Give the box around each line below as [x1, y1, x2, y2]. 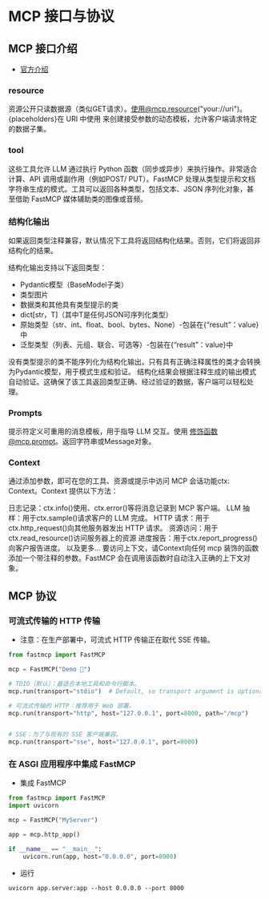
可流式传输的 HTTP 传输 [8, 615, 101, 626]
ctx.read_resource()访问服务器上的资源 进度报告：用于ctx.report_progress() [8, 534, 258, 543]
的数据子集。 [8, 124, 50, 134]
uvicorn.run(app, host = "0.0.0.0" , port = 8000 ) [22, 853, 178, 861]
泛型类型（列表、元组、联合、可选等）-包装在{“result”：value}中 [19, 340, 234, 349]
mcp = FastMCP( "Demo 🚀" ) [8, 666, 91, 674]
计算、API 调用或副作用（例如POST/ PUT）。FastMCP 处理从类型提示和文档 [8, 174, 256, 183]
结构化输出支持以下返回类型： [8, 262, 106, 272]
